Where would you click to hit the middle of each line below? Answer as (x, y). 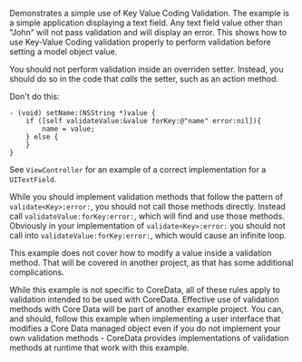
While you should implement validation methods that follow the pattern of (146, 197)
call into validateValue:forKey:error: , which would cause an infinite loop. (148, 235)
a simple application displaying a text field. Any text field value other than (146, 23)
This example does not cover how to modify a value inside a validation (141, 253)
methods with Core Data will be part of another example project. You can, (146, 309)
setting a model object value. (63, 52)
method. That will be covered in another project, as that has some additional (151, 263)
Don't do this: (35, 96)
